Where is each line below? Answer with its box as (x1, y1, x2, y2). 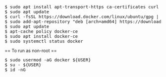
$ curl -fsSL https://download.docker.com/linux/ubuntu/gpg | (4, 14, 159, 19)
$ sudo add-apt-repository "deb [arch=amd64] (4, 19, 117, 24)
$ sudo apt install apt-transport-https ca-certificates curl (4, 4, 159, 9)
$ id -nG (4, 67, 26, 73)
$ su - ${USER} (4, 62, 42, 68)
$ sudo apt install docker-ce (4, 34, 78, 39)
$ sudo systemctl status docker (4, 39, 83, 44)
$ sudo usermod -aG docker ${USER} (4, 57, 91, 63)
